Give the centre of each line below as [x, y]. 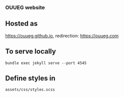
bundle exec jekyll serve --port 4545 [46, 63]
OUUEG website [25, 7]
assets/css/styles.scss [30, 90]
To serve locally [31, 51]
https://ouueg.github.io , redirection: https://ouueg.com [62, 35]
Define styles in [30, 78]
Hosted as [21, 24]
